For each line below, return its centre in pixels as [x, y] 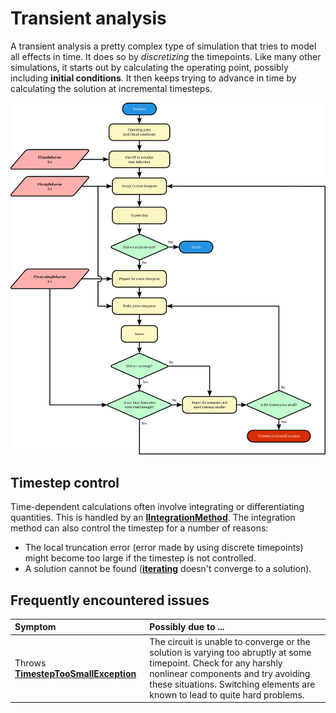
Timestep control [65, 482]
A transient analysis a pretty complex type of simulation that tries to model [163, 46]
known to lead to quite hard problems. [227, 694]
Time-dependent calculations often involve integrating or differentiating [157, 507]
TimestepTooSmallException [75, 673]
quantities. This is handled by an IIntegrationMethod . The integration [153, 518]
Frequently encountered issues [110, 600]
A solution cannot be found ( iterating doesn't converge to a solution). [168, 569]
